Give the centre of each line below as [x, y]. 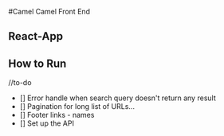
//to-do [20, 83]
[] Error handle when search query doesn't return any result [118, 98]
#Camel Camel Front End [49, 12]
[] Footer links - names [57, 115]
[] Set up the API [47, 123]
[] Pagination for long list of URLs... [77, 107]
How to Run [37, 63]
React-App [36, 36]
